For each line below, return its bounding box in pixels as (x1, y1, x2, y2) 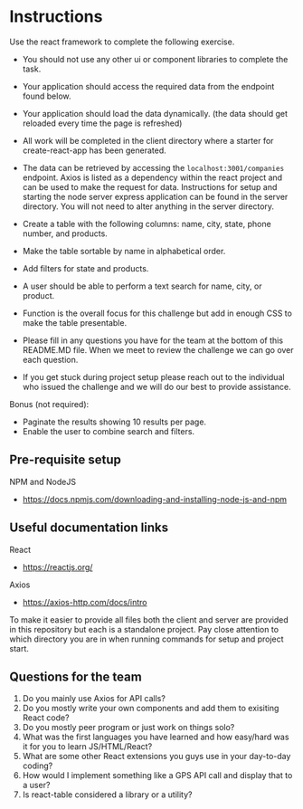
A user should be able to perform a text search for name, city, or (22, 281, 262, 291)
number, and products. (22, 228, 109, 239)
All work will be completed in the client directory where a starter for (22, 135, 274, 146)
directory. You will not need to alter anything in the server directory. (22, 201, 274, 212)
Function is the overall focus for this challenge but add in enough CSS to (22, 308, 292, 319)
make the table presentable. (22, 317, 128, 328)
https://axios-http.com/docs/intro (22, 596, 147, 607)
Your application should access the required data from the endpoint (22, 81, 275, 91)
